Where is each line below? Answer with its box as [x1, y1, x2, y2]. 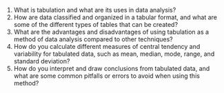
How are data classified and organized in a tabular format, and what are [13, 13, 218, 21]
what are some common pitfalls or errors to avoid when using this [13, 72, 200, 80]
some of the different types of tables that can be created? [13, 21, 178, 28]
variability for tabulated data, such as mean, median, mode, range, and [13, 50, 215, 58]
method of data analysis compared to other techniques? [13, 35, 174, 43]
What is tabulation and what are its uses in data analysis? [13, 6, 176, 14]
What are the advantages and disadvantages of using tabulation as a [13, 28, 209, 36]
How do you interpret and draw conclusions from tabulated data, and [13, 65, 210, 72]
